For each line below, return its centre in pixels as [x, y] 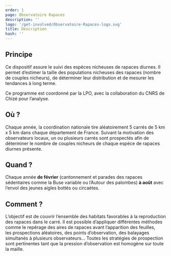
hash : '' [15, 34]
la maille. [15, 249]
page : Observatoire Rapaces [35, 15]
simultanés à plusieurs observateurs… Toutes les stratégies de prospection [84, 238]
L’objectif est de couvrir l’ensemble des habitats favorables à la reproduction [86, 217]
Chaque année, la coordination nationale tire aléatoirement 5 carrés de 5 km [85, 127]
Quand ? [19, 165]
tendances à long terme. [31, 83]
